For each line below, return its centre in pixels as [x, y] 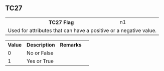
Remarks [71, 44]
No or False [40, 53]
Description [41, 44]
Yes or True [40, 61]
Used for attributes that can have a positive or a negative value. [82, 30]
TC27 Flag [61, 22]
